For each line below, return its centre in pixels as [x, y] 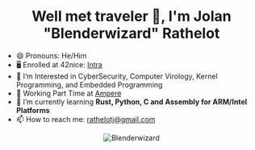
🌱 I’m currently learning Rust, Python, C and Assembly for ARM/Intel [132, 101]
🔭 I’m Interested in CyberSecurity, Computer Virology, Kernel [117, 76]
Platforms [33, 110]
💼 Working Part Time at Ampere [69, 93]
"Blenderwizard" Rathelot [132, 33]
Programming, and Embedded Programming [89, 84]
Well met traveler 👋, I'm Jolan [132, 16]
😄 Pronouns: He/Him [51, 55]
